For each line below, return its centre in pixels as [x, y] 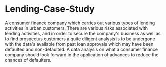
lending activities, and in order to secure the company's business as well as [83, 33]
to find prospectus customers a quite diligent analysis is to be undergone [80, 39]
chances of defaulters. [28, 60]
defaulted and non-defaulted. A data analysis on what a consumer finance [82, 49]
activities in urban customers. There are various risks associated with [77, 28]
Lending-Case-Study [50, 9]
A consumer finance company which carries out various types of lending [80, 23]
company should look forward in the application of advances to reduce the [82, 55]
